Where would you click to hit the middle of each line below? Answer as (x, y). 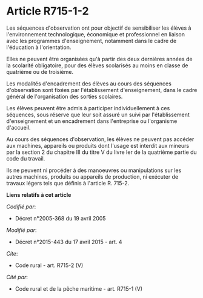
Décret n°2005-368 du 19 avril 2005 (60, 218)
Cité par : (17, 277)
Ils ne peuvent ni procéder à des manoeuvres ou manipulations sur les (94, 170)
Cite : (12, 253)
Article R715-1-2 (48, 11)
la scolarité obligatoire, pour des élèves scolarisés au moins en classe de (97, 65)
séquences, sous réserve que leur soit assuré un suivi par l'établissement (98, 114)
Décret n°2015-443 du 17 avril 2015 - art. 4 (68, 242)
